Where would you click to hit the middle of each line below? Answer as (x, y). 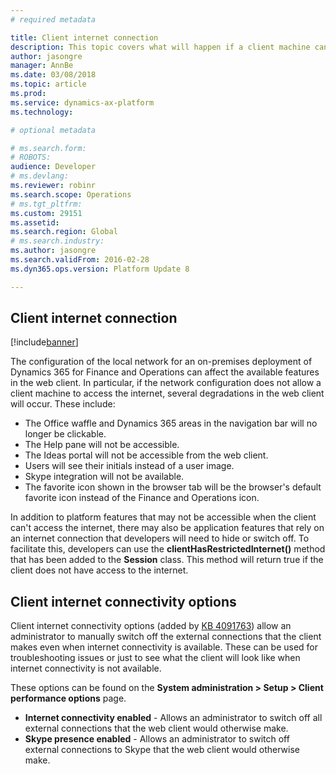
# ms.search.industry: (57, 241)
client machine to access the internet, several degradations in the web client (167, 393)
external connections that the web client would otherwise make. (156, 728)
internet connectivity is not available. (86, 668)
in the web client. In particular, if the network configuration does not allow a (166, 383)
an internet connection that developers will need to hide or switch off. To (160, 538)
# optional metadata (53, 130)
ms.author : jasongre (53, 251)
